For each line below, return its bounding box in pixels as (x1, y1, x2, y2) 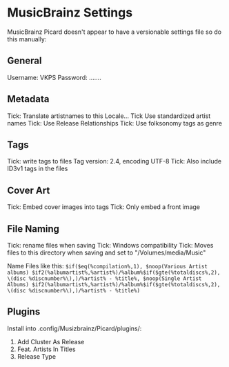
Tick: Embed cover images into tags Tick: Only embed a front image (7, 203, 200, 211)
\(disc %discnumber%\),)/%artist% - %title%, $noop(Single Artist (7, 275, 202, 282)
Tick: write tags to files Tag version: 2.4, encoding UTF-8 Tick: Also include (7, 157, 222, 166)
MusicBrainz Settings (7, 5, 133, 21)
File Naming (7, 223, 60, 235)
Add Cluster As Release (17, 337, 85, 346)
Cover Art (7, 184, 50, 196)
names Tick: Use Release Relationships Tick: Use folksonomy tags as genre (7, 119, 223, 127)
